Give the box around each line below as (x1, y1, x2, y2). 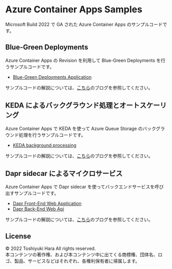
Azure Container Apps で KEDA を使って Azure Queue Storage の (5, 125, 143, 132)
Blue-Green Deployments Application (12, 74, 92, 80)
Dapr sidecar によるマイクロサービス (5, 169, 123, 178)
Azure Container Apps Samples (5, 4, 143, 15)
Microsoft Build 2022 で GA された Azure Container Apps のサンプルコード (5, 21, 163, 27)
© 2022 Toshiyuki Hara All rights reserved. (5, 245, 96, 252)
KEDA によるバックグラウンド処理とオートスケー (5, 101, 160, 110)
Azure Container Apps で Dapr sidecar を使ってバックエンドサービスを (5, 184, 155, 190)
